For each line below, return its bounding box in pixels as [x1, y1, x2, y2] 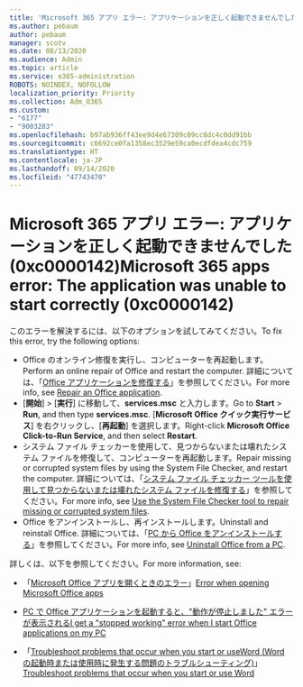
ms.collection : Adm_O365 [9, 96, 103, 106]
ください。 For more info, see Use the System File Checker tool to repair [22, 496, 289, 507]
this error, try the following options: [9, 335, 140, 347]
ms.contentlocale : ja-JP [9, 155, 103, 165]
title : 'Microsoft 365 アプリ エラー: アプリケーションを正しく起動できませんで [9, 13, 284, 23]
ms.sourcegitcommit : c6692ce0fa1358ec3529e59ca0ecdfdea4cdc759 [9, 139, 252, 148]
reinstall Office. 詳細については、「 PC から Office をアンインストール [22, 528, 275, 539]
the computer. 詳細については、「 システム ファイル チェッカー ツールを [22, 473, 284, 484]
